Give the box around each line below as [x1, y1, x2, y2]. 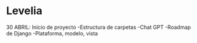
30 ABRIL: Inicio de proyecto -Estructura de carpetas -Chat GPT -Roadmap [6, 24, 191, 31]
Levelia [6, 4, 43, 18]
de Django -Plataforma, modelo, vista [6, 29, 98, 37]
